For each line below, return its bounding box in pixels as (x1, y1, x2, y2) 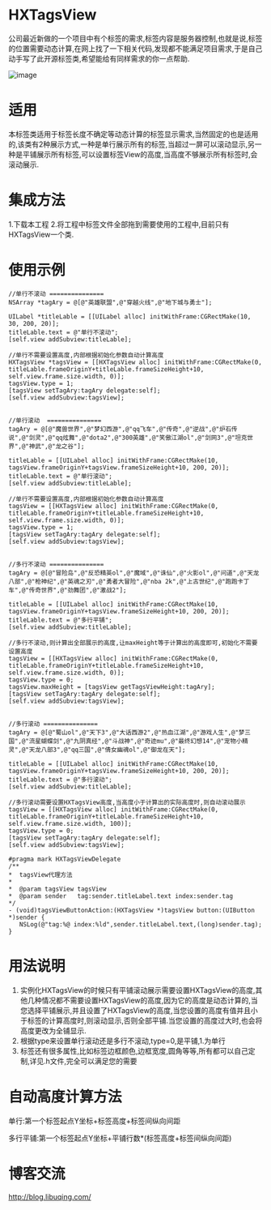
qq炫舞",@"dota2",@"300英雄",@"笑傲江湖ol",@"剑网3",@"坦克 (55, 434, 248, 442)
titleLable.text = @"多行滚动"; (8, 776, 113, 784)
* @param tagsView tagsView (8, 885, 107, 893)
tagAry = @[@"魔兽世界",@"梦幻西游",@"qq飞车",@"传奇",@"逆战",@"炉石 (8, 425, 232, 433)
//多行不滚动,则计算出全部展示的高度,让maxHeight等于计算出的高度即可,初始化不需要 (8, 639, 258, 647)
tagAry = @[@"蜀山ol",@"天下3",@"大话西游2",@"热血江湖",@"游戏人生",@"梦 (8, 728, 245, 737)
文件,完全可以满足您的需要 (49, 1056, 138, 1066)
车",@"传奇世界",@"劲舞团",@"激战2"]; (8, 586, 127, 594)
